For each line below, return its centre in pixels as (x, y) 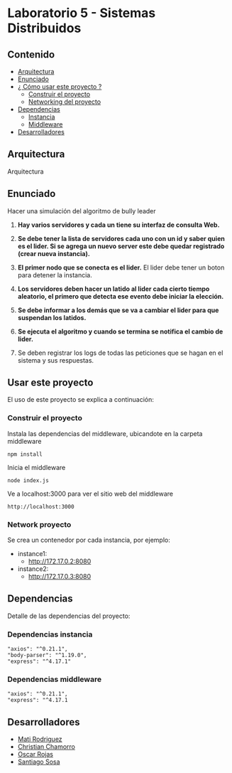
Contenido (31, 54)
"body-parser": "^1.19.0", (47, 656)
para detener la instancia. (55, 274)
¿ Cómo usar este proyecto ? (60, 86)
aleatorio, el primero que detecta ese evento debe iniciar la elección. (121, 296)
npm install (25, 454)
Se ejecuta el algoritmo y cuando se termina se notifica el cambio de (120, 331)
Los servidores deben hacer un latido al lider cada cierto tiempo (114, 289)
